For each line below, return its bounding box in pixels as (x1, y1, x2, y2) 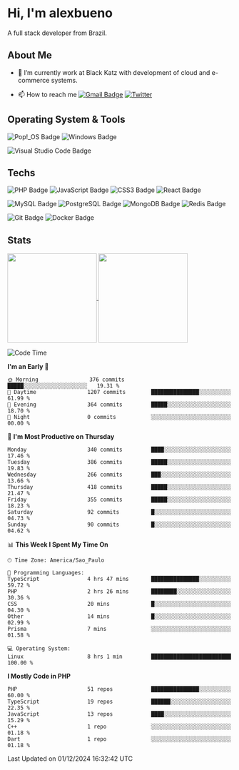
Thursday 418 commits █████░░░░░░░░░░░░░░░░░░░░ (7, 484, 232, 491)
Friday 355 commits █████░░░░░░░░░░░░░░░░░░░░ (7, 496, 232, 504)
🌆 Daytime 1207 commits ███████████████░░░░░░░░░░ (7, 389, 232, 396)
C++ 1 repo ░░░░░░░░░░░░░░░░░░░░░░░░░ (7, 723, 232, 731)
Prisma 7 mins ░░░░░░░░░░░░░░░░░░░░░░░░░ (7, 626, 232, 633)
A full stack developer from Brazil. (7, 29, 107, 37)
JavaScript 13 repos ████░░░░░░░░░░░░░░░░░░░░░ (7, 711, 232, 718)
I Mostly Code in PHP (7, 672, 71, 681)
